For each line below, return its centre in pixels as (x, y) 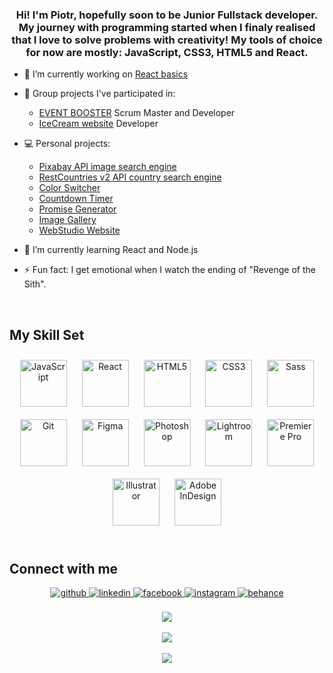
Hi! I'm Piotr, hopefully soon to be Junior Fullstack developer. (167, 15)
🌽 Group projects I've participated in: (99, 94)
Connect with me (64, 568)
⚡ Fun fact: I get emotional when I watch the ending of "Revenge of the (170, 270)
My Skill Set (47, 334)
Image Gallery (67, 220)
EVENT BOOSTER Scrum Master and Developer (137, 113)
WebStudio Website (79, 230)
